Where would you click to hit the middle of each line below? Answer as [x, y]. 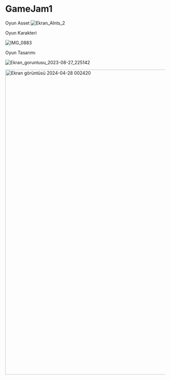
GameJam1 [29, 9]
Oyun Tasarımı [20, 52]
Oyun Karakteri [21, 33]
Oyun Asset [18, 23]
